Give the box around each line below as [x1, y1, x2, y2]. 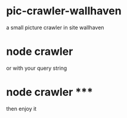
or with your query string [6, 64, 67, 72]
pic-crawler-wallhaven [6, 4, 122, 18]
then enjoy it [6, 105, 37, 112]
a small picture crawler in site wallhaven [6, 24, 104, 31]
